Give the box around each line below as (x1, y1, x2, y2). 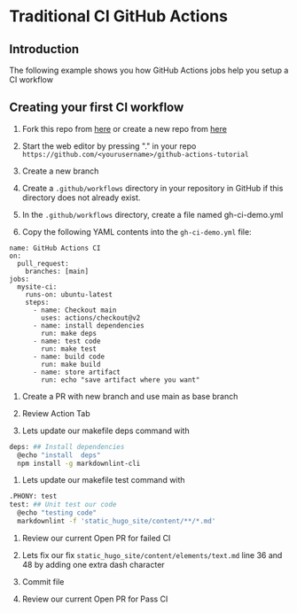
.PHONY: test (9, 492, 58, 501)
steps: (25, 298, 50, 306)
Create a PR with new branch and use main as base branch (21, 391, 238, 401)
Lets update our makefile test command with (21, 475, 185, 485)
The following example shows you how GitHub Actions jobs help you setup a (9, 65, 289, 75)
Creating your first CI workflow (9, 100, 184, 115)
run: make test (41, 344, 98, 353)
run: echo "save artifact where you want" (41, 375, 200, 384)
